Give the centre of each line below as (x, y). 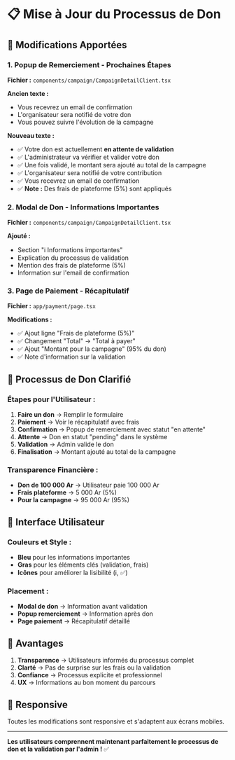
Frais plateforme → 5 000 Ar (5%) (67, 492)
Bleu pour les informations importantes (74, 558)
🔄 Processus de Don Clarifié (69, 379)
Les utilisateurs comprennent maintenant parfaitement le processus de (113, 742)
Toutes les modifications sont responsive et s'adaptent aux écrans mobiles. (116, 721)
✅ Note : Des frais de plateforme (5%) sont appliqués (94, 188)
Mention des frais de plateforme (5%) (71, 265)
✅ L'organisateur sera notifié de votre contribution (90, 172)
